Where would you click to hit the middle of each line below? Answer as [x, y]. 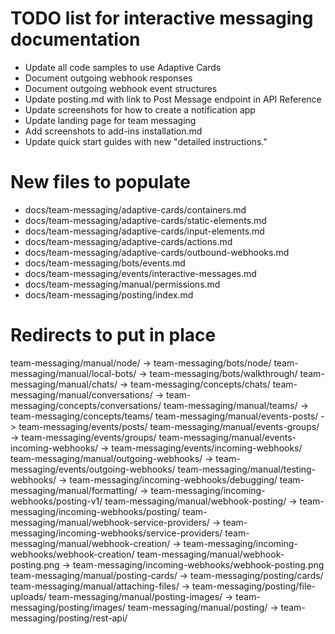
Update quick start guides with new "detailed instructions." [146, 141]
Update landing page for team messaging [110, 120]
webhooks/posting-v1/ [56, 501]
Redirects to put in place [113, 335]
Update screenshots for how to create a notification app [140, 109]
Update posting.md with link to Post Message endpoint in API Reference [173, 99]
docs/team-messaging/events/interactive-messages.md [140, 273]
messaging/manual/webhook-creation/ [90, 543]
